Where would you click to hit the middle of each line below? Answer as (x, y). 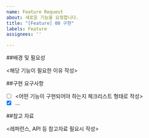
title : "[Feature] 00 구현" (40, 23)
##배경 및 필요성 (26, 57)
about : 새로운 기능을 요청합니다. (43, 18)
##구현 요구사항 (25, 84)
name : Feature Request (35, 12)
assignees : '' (24, 34)
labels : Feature (27, 29)
